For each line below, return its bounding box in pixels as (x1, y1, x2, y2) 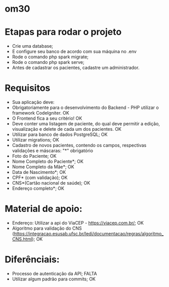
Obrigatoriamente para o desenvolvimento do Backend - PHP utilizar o (12, 104, 159, 111)
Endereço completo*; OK (12, 186, 64, 192)
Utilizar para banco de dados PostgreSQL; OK (12, 131, 108, 137)
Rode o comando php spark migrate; (12, 54, 89, 60)
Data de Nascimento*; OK (12, 169, 66, 175)
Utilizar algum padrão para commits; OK (12, 276, 96, 282)
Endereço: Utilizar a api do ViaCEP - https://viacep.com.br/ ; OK (12, 220, 144, 226)
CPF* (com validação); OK (12, 174, 68, 181)
